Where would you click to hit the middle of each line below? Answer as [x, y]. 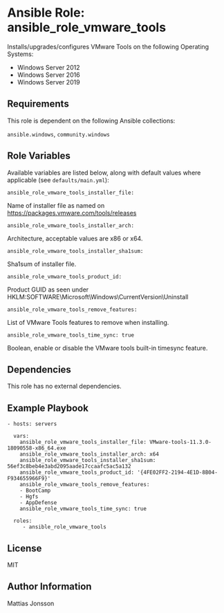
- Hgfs [29, 497]
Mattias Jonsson [31, 603]
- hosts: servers [32, 424]
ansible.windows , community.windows [59, 134]
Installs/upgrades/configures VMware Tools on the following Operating [108, 46]
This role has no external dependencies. [65, 387]
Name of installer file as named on [56, 205]
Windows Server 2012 [48, 67]
